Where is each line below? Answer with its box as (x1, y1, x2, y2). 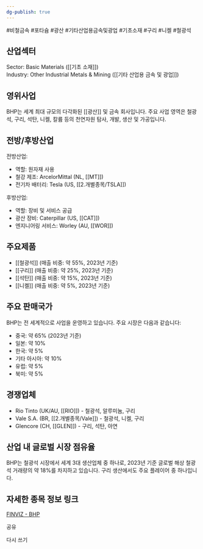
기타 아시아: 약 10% (15, 355, 62, 362)
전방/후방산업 (6, 135, 54, 145)
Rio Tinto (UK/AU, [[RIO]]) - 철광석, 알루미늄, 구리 (15, 407, 136, 414)
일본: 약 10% (15, 340, 46, 347)
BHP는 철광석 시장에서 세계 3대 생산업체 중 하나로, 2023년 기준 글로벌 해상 (6, 459, 185, 467)
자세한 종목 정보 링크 (6, 494, 79, 504)
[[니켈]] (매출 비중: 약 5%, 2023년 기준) (15, 282, 110, 289)
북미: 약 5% (15, 370, 44, 377)
